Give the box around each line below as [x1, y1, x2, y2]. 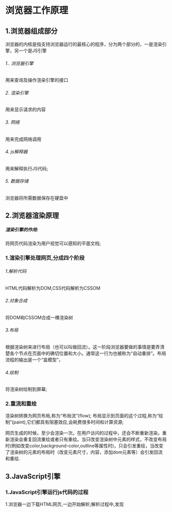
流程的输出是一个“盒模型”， [5, 357, 63, 363]
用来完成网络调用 [5, 136, 41, 142]
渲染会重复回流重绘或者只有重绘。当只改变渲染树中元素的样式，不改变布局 [9, 436, 167, 442]
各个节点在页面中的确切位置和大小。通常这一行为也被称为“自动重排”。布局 [9, 350, 166, 356]
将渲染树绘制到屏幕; [5, 386, 48, 392]
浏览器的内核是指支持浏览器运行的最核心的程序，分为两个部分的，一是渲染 [5, 41, 162, 47]
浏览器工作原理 [5, 5, 69, 16]
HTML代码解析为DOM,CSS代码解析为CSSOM [5, 285, 101, 291]
